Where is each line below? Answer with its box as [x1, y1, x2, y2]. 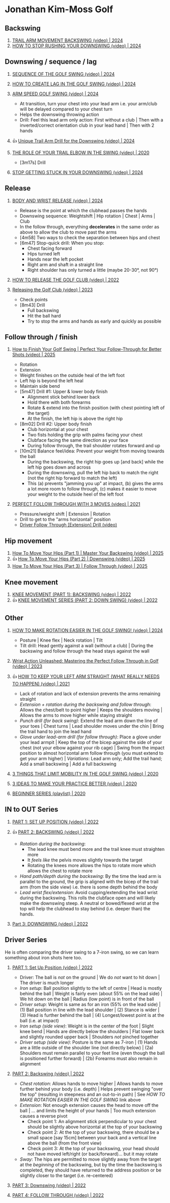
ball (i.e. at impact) [19, 1017, 59, 1023]
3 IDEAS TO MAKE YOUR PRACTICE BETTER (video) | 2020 [12, 780, 137, 787]
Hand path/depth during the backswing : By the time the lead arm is [19, 873, 161, 879]
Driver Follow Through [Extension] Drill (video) [19, 522, 118, 528]
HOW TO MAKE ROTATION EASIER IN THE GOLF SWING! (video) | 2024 [12, 627, 163, 633]
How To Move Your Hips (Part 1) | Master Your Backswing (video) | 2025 [12, 550, 164, 556]
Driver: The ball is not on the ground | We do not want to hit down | [19, 974, 160, 980]
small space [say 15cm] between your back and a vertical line [27, 1134, 157, 1140]
